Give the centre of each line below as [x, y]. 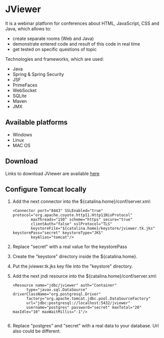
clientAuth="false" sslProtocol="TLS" [72, 224]
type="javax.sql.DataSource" [57, 290]
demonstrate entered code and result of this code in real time [76, 44]
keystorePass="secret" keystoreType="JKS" [58, 233]
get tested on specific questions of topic [54, 49]
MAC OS [21, 145]
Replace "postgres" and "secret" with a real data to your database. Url [86, 326]
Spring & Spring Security [38, 74]
